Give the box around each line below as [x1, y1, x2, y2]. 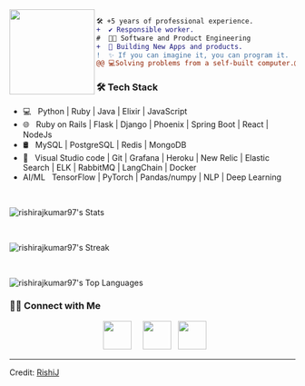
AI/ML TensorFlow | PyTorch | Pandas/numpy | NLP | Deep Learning [22, 172, 282, 183]
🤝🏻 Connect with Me [9, 300, 102, 312]
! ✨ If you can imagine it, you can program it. [96, 50, 290, 60]
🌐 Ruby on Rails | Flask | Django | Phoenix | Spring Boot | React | [22, 118, 270, 130]
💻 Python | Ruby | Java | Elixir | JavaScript [22, 105, 188, 116]
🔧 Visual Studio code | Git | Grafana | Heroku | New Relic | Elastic [22, 152, 271, 163]
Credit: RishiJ [9, 367, 60, 378]
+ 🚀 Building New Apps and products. [96, 42, 243, 51]
